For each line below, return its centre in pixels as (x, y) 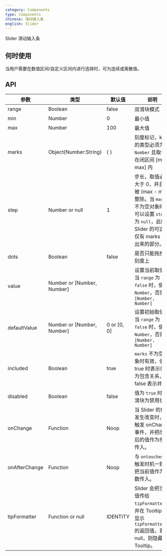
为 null (143, 221)
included (18, 368)
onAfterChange (26, 467)
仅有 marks (147, 236)
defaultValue (22, 328)
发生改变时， (150, 417)
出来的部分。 (150, 244)
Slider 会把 (147, 488)
